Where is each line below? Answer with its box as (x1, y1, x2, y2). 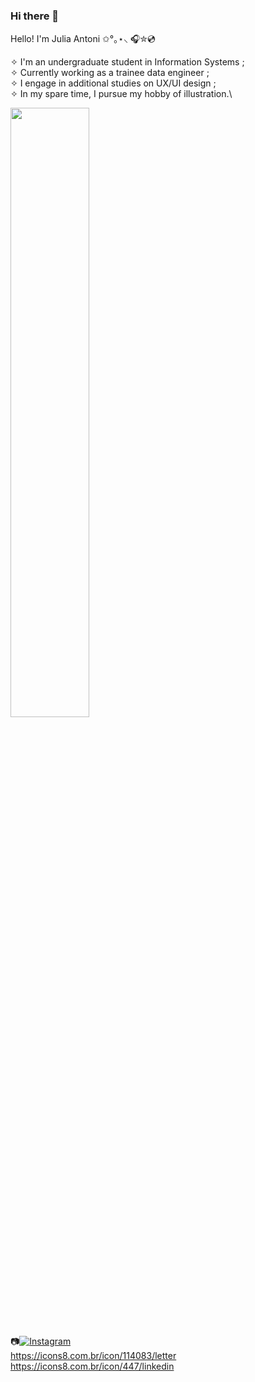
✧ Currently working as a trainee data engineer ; (10, 67, 210, 79)
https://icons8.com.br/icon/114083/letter (10, 1350, 177, 1362)
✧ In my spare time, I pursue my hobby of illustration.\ (10, 88, 233, 100)
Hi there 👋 (10, 9, 60, 23)
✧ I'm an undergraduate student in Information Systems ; (10, 56, 245, 68)
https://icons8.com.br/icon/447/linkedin (10, 1360, 175, 1373)
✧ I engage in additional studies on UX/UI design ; (10, 77, 217, 89)
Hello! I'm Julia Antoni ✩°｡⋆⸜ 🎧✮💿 (10, 33, 156, 45)
